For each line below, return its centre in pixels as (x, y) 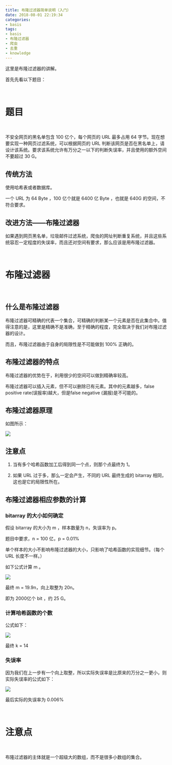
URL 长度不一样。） (25, 556)
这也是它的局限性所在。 (37, 482)
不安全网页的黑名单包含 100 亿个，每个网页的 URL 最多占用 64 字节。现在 (83, 137)
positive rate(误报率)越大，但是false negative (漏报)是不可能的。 (73, 393)
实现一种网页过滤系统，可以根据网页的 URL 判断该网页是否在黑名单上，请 (87, 143)
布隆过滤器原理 (29, 411)
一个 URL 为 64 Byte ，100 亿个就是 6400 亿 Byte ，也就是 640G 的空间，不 (85, 198)
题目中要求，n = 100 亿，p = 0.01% (42, 538)
